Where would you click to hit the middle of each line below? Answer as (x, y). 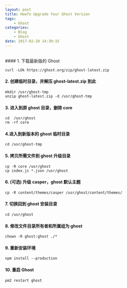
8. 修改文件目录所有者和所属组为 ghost (44, 226)
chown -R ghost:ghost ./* (31, 236)
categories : (17, 28)
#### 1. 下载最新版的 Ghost (32, 61)
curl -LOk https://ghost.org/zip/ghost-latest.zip (57, 70)
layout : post (18, 9)
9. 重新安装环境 (20, 248)
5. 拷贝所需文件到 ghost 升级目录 (38, 156)
